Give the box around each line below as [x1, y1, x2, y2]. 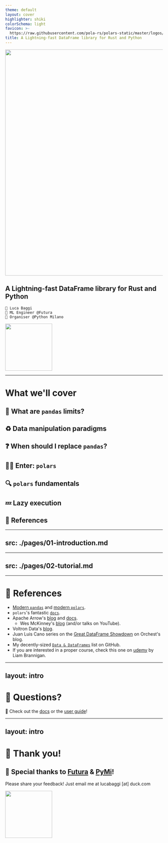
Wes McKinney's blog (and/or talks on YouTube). [19, 620, 121, 626]
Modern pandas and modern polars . [12, 604, 86, 610]
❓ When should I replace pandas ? [5, 442, 107, 451]
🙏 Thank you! [5, 748, 61, 759]
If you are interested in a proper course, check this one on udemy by [12, 647, 154, 653]
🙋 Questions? [5, 692, 62, 703]
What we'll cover [5, 387, 76, 398]
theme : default [5, 7, 37, 13]
